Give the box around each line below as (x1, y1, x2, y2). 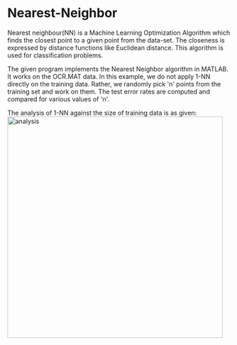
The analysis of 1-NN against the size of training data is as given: (7, 108, 197, 117)
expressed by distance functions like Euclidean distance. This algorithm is (7, 43, 224, 52)
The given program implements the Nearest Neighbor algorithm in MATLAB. (7, 64, 229, 73)
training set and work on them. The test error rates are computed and (7, 87, 211, 96)
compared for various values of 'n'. (7, 94, 110, 103)
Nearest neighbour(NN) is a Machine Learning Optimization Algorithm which (7, 28, 231, 37)
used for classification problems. (7, 51, 104, 60)
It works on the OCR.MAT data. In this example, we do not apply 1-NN (7, 72, 211, 81)
